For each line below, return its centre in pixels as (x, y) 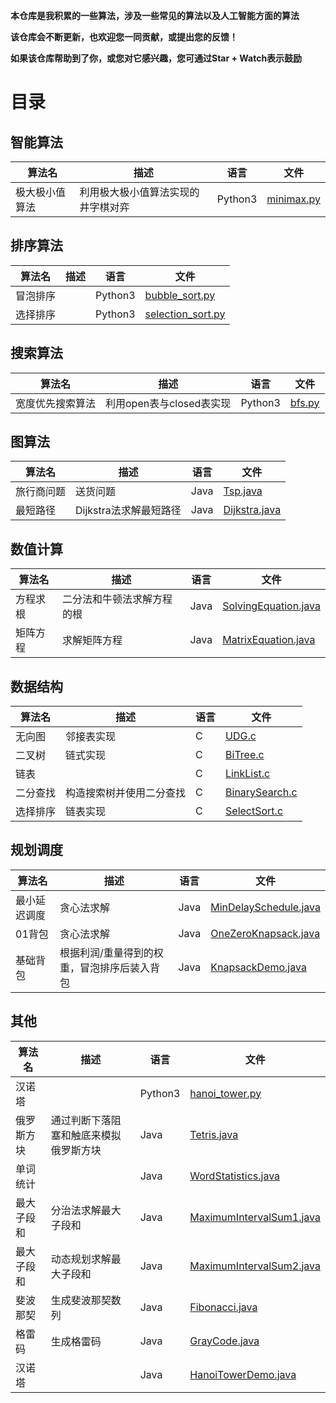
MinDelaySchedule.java (265, 907)
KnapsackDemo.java (258, 967)
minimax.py (293, 199)
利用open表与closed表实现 (168, 403)
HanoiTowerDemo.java (243, 1374)
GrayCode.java (224, 1341)
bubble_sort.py (180, 295)
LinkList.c (248, 774)
